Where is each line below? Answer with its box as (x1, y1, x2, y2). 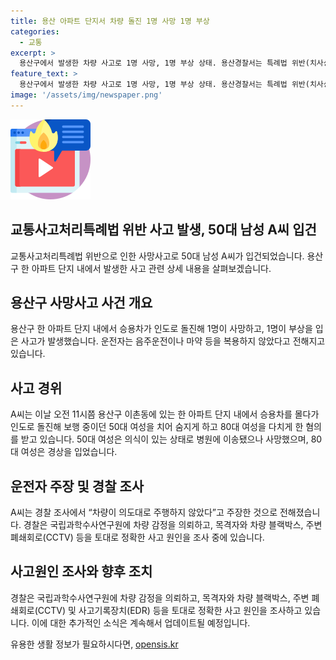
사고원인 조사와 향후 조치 (10, 563, 153, 580)
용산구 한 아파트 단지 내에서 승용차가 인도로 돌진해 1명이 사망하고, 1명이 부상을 (10, 323, 313, 335)
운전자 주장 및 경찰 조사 (10, 478, 145, 495)
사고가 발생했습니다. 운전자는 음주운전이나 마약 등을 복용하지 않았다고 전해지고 (20, 335, 326, 347)
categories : (10, 26, 60, 37)
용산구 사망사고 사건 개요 (10, 294, 153, 311)
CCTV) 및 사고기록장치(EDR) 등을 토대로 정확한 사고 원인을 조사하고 (37, 604, 303, 616)
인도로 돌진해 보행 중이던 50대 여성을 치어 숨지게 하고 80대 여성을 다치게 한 (10, 421, 304, 433)
